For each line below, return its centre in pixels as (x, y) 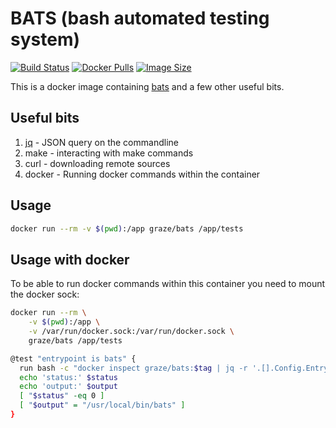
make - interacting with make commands (109, 153)
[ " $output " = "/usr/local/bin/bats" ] (102, 405)
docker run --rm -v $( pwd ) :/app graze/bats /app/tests (127, 228)
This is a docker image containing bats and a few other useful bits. (147, 86)
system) (45, 39)
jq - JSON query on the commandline (101, 142)
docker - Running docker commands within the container (142, 174)
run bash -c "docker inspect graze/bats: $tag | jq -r (133, 368)
